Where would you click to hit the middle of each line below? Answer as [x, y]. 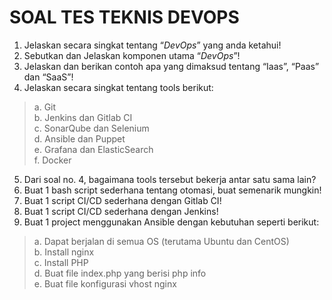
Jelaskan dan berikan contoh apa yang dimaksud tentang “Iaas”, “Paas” [171, 66]
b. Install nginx [64, 252]
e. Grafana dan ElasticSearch [93, 149]
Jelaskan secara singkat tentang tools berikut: [118, 87]
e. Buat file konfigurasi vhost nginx [105, 283]
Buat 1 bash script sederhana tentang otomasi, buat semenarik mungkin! [172, 190]
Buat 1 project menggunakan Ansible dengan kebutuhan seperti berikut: [171, 222]
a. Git [45, 107]
